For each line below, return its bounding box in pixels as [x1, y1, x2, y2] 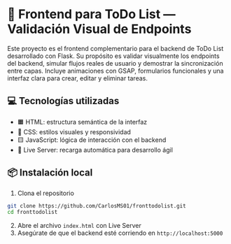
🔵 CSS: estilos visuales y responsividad [17, 127, 132, 136]
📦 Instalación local [7, 167, 93, 179]
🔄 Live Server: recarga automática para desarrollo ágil [17, 145, 174, 154]
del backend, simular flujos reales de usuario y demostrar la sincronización [7, 59, 223, 67]
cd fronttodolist [7, 209, 58, 216]
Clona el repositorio [17, 189, 75, 197]
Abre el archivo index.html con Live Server [17, 222, 141, 230]
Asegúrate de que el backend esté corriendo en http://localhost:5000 [17, 229, 223, 237]
